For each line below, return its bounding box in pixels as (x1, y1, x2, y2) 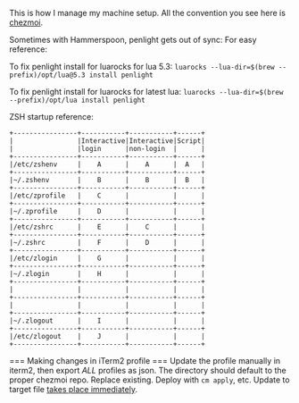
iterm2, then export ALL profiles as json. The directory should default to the (9, 365, 287, 375)
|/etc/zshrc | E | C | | (9, 222, 205, 231)
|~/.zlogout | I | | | (9, 316, 205, 325)
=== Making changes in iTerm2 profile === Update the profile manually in (9, 356, 281, 365)
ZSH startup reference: (9, 112, 94, 122)
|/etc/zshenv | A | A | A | (9, 160, 205, 169)
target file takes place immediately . (9, 384, 138, 394)
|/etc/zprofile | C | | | (9, 191, 205, 200)
